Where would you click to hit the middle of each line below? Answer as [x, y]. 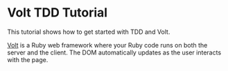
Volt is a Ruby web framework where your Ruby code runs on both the [107, 45]
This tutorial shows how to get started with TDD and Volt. [89, 32]
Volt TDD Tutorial [58, 13]
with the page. [28, 59]
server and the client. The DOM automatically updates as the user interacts [114, 52]
